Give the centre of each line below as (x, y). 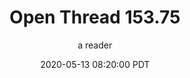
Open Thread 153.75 (95, 17)
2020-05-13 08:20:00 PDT (95, 64)
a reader (95, 45)
